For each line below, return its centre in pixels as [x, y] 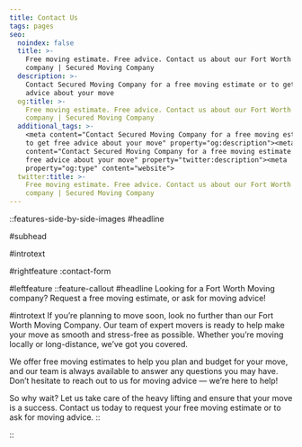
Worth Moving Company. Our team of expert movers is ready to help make [147, 325]
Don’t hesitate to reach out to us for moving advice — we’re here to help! [144, 380]
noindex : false [46, 43]
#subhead [28, 236]
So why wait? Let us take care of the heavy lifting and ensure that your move [151, 398]
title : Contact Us [44, 18]
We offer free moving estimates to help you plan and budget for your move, [149, 362]
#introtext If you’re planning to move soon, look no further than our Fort [142, 315]
